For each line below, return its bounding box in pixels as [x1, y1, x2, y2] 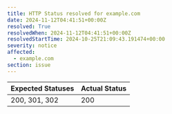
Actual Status [80, 84, 126, 93]
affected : [7, 49, 36, 56]
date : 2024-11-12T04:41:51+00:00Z [7, 17, 107, 23]
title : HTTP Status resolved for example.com [7, 10, 140, 17]
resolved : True [7, 23, 51, 30]
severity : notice [7, 42, 57, 49]
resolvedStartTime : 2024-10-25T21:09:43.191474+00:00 [7, 36, 166, 43]
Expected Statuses [10, 84, 75, 93]
